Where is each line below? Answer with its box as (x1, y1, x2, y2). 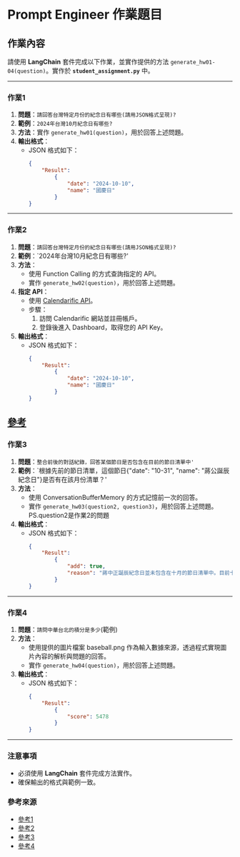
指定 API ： (17, 287, 49, 296)
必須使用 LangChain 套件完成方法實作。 (17, 768, 136, 777)
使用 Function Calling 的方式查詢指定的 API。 (28, 269, 161, 278)
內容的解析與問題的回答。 (34, 651, 111, 661)
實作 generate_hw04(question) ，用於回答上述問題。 (28, 661, 180, 669)
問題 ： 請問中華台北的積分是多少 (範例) (17, 625, 118, 633)
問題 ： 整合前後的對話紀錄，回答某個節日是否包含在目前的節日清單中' (17, 457, 194, 466)
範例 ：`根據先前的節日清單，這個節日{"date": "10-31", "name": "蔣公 (17, 466, 218, 475)
